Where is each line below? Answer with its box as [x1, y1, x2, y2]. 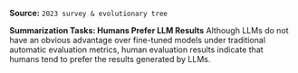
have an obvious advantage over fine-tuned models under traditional [9, 35, 265, 45]
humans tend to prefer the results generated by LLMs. [9, 54, 211, 64]
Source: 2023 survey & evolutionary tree [9, 8, 168, 18]
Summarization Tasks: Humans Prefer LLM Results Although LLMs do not [9, 25, 289, 35]
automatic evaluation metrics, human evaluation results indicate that [9, 44, 264, 55]
